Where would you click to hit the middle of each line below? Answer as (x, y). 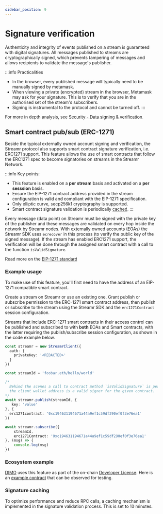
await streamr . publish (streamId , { (41, 400)
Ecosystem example (29, 462)
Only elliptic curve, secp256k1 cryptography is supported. (70, 204)
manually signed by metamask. (43, 87)
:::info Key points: (22, 174)
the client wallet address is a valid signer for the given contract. (82, 391)
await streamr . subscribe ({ (32, 427)
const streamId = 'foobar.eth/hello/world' (50, 373)
